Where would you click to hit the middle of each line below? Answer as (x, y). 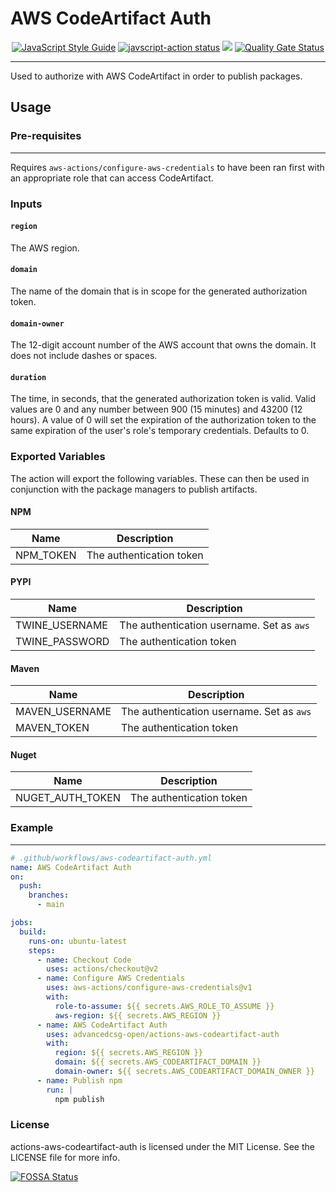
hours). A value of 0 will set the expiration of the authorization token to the (163, 420)
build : (33, 932)
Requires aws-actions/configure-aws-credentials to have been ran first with (167, 167)
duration (28, 377)
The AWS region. (45, 248)
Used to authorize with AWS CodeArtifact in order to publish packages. (156, 76)
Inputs (26, 204)
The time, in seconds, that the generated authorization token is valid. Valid (163, 399)
